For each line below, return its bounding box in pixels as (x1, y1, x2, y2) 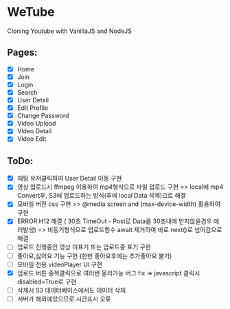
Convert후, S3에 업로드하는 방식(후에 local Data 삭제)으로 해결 (16, 192, 187, 200)
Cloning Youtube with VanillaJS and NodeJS (7, 27, 133, 35)
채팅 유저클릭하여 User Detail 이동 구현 (16, 174, 122, 183)
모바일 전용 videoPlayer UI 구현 (16, 260, 103, 268)
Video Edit (16, 135, 47, 143)
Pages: (7, 47, 38, 58)
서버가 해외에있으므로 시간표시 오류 (16, 295, 111, 303)
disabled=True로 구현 (16, 277, 77, 286)
